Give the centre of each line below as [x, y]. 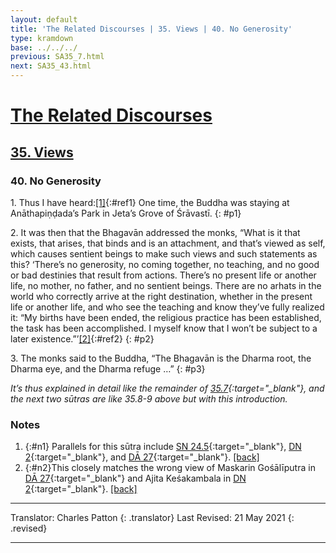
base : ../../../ [44, 47]
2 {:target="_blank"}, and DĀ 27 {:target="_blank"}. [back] [142, 457]
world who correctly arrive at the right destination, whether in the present [161, 296]
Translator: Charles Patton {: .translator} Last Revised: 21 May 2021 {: [152, 518]
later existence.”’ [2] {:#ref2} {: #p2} [82, 338]
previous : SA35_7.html [57, 57]
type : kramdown [42, 38]
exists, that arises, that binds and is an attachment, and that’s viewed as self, [168, 243]
